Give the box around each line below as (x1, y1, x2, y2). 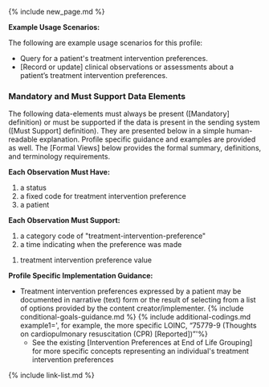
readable (8, 134, 38, 144)
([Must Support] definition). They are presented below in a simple (8, 126, 225, 136)
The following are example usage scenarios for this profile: (8, 38, 203, 47)
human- (226, 126, 253, 136)
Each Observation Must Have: (8, 167, 111, 177)
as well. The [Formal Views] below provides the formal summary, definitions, (8, 143, 262, 153)
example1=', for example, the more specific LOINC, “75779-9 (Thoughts (19, 321, 257, 331)
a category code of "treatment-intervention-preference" (19, 231, 206, 241)
